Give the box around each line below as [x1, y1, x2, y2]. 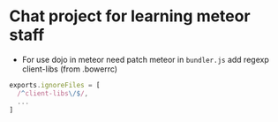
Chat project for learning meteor [9, 6, 251, 27]
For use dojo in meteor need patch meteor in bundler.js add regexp [21, 54, 269, 65]
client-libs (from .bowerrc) [21, 64, 117, 74]
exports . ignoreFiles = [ [9, 80, 101, 89]
